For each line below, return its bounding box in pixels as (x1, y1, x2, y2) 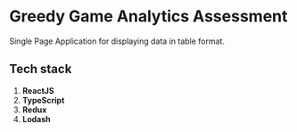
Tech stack (9, 62, 72, 77)
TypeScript (21, 95, 65, 105)
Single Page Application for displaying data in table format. (9, 36, 226, 46)
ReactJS (21, 85, 55, 95)
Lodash (21, 113, 51, 124)
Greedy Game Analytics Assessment (9, 6, 288, 27)
